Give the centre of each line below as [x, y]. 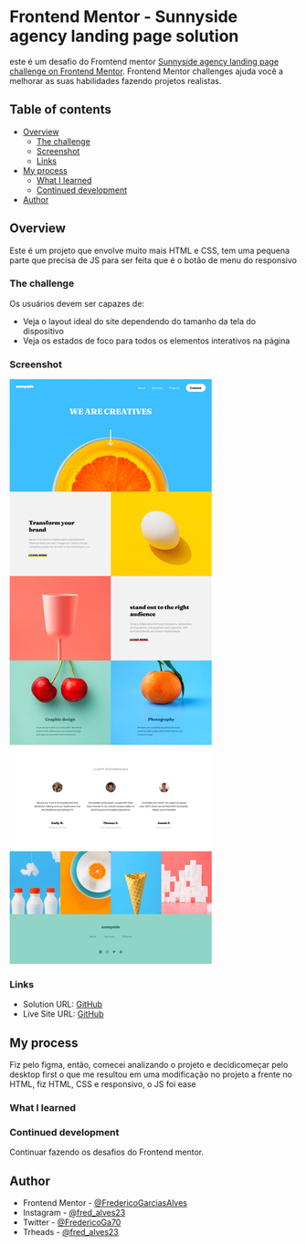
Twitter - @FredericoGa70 [72, 1222]
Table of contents [60, 110]
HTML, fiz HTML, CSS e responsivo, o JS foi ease [103, 1084]
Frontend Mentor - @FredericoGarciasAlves [105, 1203]
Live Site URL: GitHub [63, 1014]
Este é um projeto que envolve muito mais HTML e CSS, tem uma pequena [150, 250]
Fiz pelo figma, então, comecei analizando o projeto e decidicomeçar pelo [149, 1065]
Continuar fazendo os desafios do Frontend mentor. [106, 1152]
